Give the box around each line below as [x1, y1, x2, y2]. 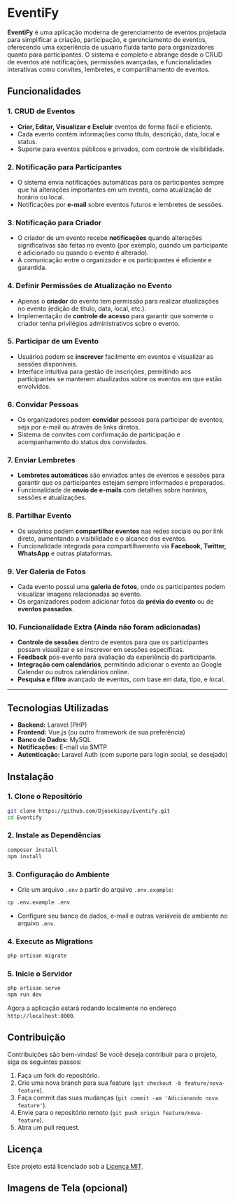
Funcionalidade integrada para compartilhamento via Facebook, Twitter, [17, 541, 227, 550]
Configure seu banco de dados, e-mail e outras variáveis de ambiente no [17, 911, 228, 920]
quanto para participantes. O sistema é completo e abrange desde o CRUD [7, 50, 223, 59]
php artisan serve [7, 985, 61, 992]
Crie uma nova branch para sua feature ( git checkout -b [17, 1079, 182, 1087]
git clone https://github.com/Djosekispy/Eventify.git [7, 807, 171, 814]
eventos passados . [17, 605, 75, 613]
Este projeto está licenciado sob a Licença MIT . [7, 1162, 143, 1170]
